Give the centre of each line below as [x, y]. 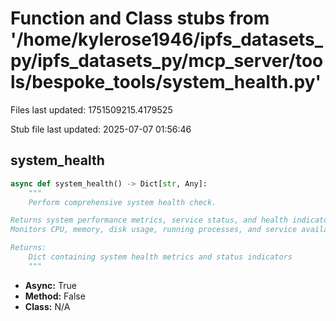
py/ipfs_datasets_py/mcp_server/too [167, 61]
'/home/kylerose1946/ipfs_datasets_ [167, 39]
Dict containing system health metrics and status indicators [160, 257]
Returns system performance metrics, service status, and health [149, 220]
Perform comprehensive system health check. [122, 202]
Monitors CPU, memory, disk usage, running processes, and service [154, 230]
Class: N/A [47, 306]
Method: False [55, 296]
